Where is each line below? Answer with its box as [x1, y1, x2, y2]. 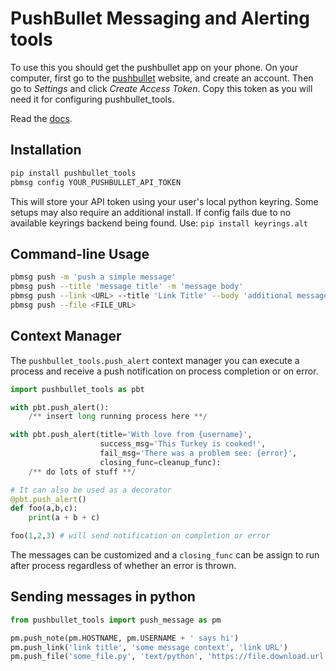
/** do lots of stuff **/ [28, 467, 137, 477]
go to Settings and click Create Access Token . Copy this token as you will [10, 82, 313, 94]
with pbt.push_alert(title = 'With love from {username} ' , [10, 430, 253, 440]
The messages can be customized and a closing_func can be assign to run [10, 549, 320, 561]
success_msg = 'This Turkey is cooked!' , [99, 439, 267, 449]
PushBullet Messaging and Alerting [10, 7, 310, 30]
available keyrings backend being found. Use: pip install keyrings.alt [10, 217, 308, 229]
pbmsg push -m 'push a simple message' [10, 272, 177, 282]
